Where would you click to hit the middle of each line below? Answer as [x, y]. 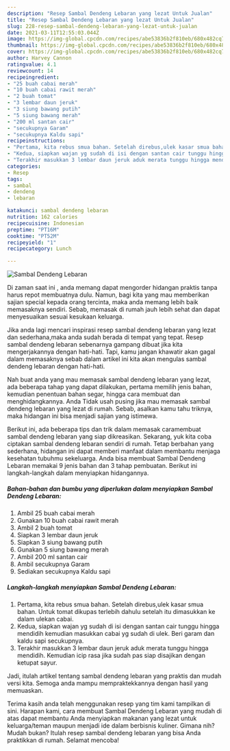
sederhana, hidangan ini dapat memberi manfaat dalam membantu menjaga [114, 451]
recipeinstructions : [37, 141]
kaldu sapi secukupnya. [50, 641]
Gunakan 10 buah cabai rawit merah [68, 521]
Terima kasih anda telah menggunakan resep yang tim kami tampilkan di [109, 704]
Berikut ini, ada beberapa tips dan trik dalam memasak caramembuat [104, 430]
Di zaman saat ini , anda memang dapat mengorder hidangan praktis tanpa [112, 288]
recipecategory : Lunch [39, 249]
